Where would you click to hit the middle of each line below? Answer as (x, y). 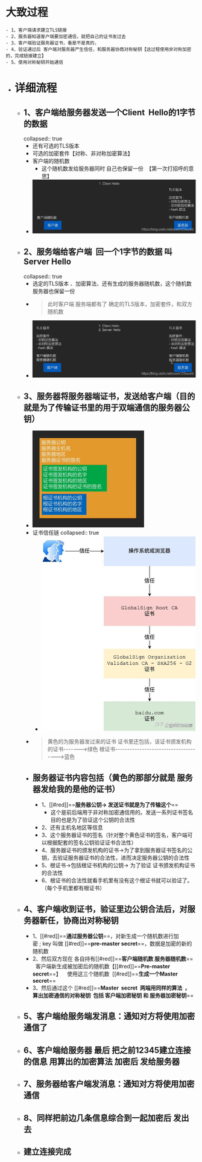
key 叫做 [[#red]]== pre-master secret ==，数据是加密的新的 (117, 943)
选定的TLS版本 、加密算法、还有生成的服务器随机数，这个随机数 (112, 283)
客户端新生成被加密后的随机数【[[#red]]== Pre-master (103, 966)
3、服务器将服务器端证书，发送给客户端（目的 (109, 396)
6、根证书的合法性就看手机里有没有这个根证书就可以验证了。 (117, 880)
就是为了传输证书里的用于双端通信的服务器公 (107, 407)
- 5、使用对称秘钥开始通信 (35, 62)
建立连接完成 (47, 1151)
